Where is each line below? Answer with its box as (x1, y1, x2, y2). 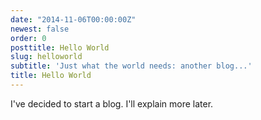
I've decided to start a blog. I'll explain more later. (10, 97, 214, 110)
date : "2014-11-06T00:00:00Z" (10, 14, 137, 25)
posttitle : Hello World (10, 42, 110, 53)
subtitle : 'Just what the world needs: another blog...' (10, 61, 253, 71)
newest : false (10, 24, 70, 34)
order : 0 (10, 33, 47, 43)
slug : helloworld (10, 52, 83, 62)
